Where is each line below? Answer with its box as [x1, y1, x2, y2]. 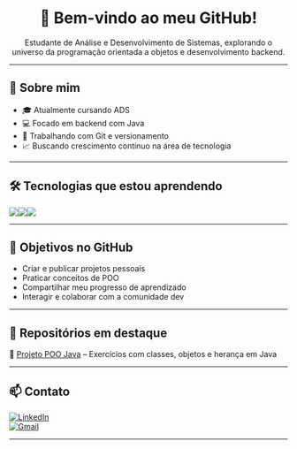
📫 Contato [9, 384, 71, 399]
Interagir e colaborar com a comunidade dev [21, 292, 185, 302]
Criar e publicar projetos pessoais [21, 263, 146, 274]
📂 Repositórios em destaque [9, 325, 168, 340]
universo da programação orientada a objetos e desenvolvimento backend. [11, 46, 286, 57]
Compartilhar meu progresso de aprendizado [21, 282, 187, 293]
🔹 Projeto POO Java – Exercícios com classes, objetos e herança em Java [9, 349, 278, 360]
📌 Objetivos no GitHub [9, 240, 133, 255]
